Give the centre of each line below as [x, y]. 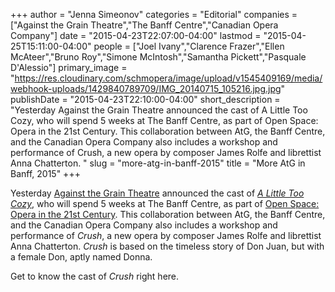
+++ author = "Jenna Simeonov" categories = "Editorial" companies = [154, 14]
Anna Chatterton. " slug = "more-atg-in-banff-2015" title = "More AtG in [158, 163]
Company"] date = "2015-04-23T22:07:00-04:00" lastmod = [136, 35]
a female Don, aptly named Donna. [81, 257]
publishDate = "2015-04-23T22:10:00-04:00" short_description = [145, 99]
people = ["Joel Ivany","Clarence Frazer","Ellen [189, 46]
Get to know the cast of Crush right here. [95, 276]
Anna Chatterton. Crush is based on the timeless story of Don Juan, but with [167, 246]
